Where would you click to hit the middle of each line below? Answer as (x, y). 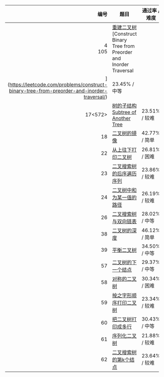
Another (121, 118)
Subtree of (124, 112)
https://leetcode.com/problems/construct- (59, 84)
